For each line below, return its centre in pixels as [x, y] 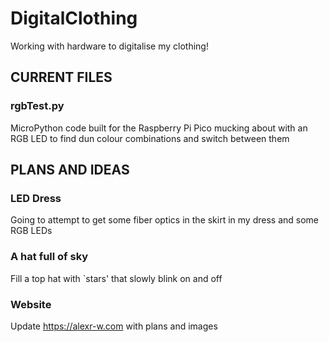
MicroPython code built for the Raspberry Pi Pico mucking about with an [159, 128]
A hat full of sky [49, 257]
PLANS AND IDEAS [70, 170]
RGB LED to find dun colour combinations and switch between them [150, 138]
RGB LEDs [31, 231]
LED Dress [36, 198]
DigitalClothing [74, 18]
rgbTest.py [37, 106]
